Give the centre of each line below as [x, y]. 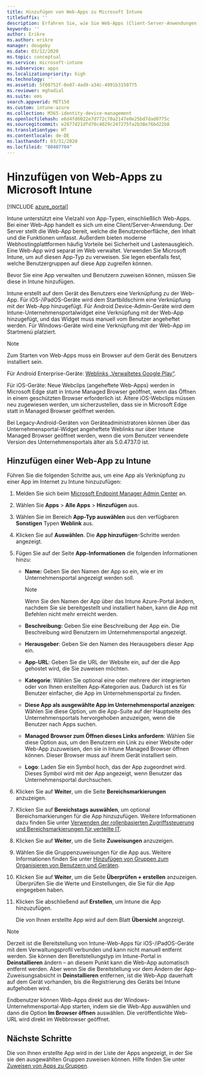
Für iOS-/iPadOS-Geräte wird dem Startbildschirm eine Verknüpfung [105, 300]
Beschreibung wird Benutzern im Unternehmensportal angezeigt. [106, 633]
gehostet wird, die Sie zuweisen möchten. [77, 669]
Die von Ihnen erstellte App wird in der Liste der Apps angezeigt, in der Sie [100, 1053]
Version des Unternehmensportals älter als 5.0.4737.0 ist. [78, 442]
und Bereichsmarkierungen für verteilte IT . [68, 829]
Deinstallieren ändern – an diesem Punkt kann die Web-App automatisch [98, 962]
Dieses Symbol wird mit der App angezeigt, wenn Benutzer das [103, 774]
